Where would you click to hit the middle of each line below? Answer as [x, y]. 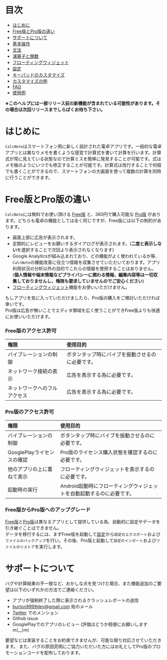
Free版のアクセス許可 [31, 331]
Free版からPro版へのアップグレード [48, 510]
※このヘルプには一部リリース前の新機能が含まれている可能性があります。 [81, 103]
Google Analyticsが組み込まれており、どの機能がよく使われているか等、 [86, 256]
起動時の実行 [23, 490]
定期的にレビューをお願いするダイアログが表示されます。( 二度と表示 [83, 243]
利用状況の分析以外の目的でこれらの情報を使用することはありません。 [84, 268]
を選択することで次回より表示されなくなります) [65, 249]
